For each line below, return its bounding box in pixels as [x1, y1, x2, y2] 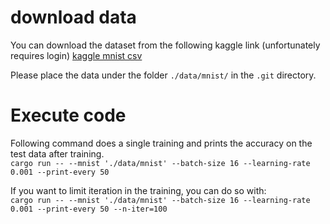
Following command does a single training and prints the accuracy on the [10, 137, 313, 149]
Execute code [10, 104, 127, 127]
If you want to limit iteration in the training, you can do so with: [10, 184, 267, 196]
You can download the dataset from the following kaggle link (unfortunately [10, 39, 321, 51]
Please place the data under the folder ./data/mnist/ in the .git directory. [10, 69, 317, 81]
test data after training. [10, 147, 105, 160]
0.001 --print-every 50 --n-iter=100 [10, 204, 168, 214]
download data [10, 6, 137, 29]
